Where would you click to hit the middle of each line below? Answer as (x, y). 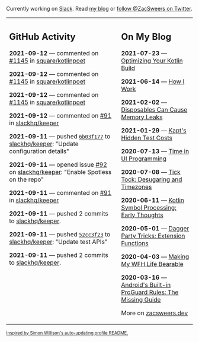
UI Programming (144, 159)
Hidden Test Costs (147, 138)
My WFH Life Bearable (152, 264)
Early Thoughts (142, 215)
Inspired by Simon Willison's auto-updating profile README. (67, 333)
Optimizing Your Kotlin (152, 61)
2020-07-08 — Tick (151, 172)
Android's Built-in (146, 284)
